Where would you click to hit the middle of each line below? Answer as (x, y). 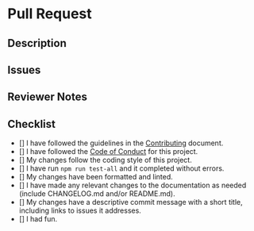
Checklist (32, 124)
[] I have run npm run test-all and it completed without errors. (121, 168)
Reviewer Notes (48, 97)
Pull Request (50, 14)
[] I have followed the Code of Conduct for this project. (108, 152)
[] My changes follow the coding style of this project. (105, 160)
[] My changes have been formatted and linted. (96, 177)
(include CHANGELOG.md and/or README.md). (97, 194)
